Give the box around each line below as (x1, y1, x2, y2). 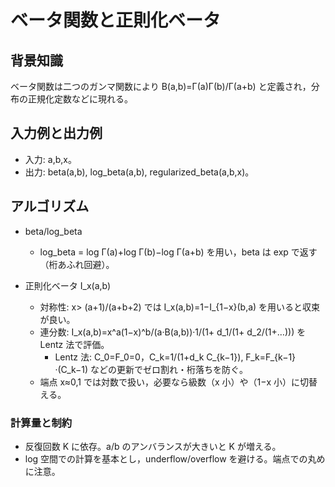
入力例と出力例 (10, 125, 103, 142)
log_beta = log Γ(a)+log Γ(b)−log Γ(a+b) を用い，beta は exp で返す (39, 246, 318, 258)
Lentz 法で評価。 (39, 338, 110, 350)
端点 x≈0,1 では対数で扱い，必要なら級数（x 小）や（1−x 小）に (39, 376, 301, 388)
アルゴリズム (10, 198, 90, 215)
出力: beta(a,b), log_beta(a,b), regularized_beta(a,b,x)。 (24, 166, 255, 178)
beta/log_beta (24, 225, 83, 237)
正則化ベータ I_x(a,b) (24, 279, 112, 291)
